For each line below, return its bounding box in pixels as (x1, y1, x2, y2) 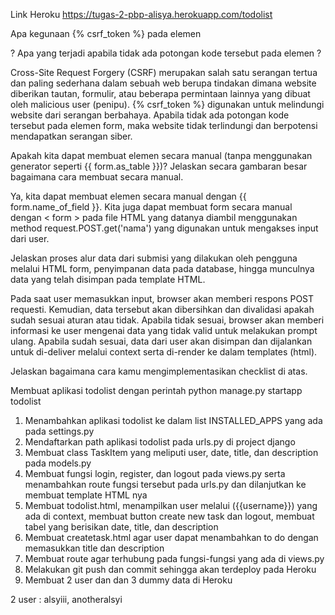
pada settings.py (24, 425, 95, 437)
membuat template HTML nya (24, 489, 148, 501)
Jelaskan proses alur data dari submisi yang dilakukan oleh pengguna (10, 252, 298, 264)
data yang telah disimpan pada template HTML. (10, 274, 206, 285)
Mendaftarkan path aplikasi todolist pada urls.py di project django (24, 436, 296, 448)
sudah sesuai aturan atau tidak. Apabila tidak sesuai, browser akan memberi (10, 314, 325, 326)
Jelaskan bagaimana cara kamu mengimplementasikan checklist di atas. (10, 365, 308, 377)
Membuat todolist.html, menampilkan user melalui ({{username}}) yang (24, 500, 318, 511)
